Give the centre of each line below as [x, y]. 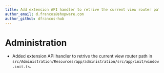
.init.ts [21, 67]
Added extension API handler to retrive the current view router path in [82, 56]
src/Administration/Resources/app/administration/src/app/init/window [85, 62]
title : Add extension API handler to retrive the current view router [78, 9]
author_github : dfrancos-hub [35, 18]
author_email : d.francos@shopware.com [44, 14]
